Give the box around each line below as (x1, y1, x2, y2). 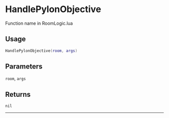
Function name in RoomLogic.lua (5, 20, 73, 26)
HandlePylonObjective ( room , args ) (5, 48, 78, 53)
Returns (5, 90, 31, 99)
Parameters (5, 62, 43, 71)
